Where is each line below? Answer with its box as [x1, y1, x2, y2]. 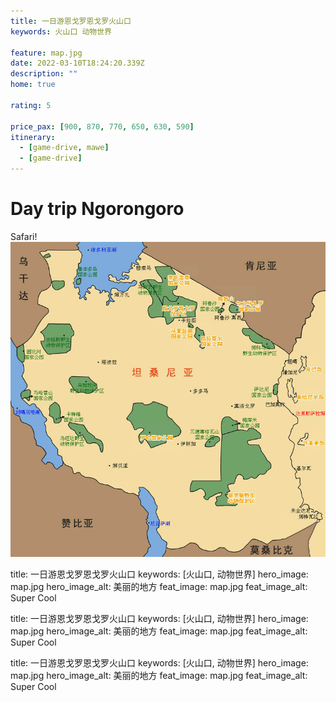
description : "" [10, 69, 78, 79]
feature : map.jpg [10, 48, 83, 58]
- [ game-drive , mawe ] [19, 143, 110, 153]
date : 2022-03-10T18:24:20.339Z [10, 58, 145, 69]
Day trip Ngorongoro [10, 198, 185, 220]
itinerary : [10, 132, 56, 142]
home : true [10, 80, 56, 90]
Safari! [10, 230, 38, 242]
